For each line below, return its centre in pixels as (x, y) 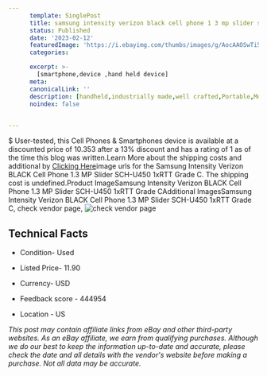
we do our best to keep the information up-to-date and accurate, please (127, 346)
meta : (38, 81)
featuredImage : (54, 45)
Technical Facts (48, 233)
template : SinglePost (65, 16)
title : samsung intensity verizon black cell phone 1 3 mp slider (141, 23)
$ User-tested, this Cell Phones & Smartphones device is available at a (124, 141)
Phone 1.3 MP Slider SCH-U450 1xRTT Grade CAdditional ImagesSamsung (130, 192)
